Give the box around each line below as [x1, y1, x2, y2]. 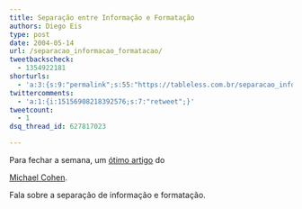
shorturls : [9, 72, 50, 81]
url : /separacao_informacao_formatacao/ [9, 47, 164, 56]
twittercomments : [9, 88, 75, 97]
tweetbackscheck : [9, 55, 75, 64]
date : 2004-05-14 [9, 38, 75, 48]
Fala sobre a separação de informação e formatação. [9, 190, 207, 200]
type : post [9, 30, 50, 39]
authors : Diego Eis [9, 22, 83, 31]
